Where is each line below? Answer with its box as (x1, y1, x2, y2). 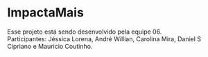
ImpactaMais (7, 5, 85, 21)
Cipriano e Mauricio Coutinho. (7, 42, 93, 50)
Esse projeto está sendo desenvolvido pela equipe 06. (7, 27, 162, 36)
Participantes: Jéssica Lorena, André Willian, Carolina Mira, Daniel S (7, 34, 202, 43)
